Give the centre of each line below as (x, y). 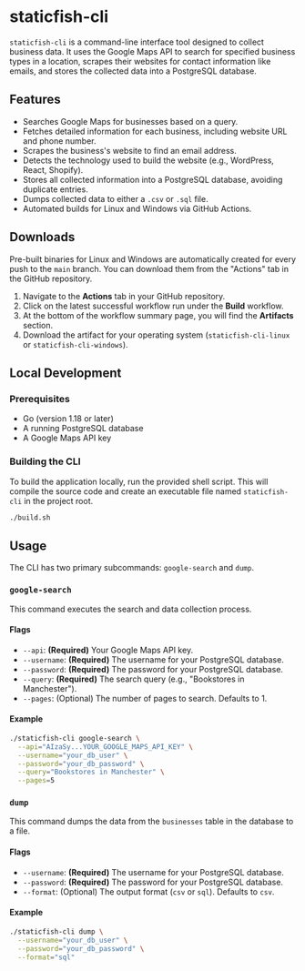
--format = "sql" (46, 957)
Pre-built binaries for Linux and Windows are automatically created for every (153, 259)
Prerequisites (40, 399)
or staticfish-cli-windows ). (76, 344)
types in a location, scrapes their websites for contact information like (140, 61)
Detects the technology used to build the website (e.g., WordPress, (148, 160)
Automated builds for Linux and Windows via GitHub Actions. (137, 208)
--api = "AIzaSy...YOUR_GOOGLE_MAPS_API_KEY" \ (106, 747)
